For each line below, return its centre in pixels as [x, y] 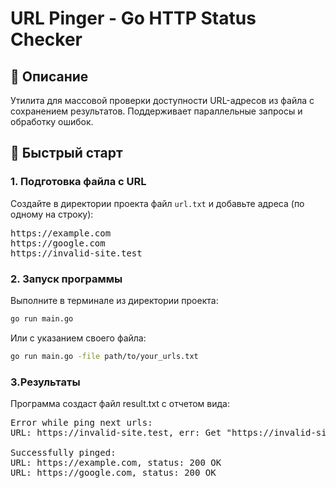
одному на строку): [52, 214]
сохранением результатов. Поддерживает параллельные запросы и [156, 111]
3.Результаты [45, 382]
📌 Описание [49, 76]
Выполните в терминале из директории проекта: [114, 300]
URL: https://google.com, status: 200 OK [113, 473]
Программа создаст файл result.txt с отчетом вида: [120, 404]
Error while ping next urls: [81, 423]
